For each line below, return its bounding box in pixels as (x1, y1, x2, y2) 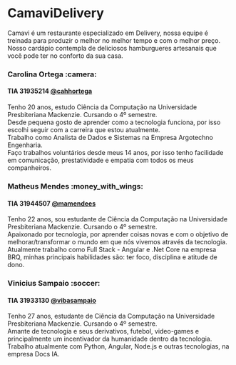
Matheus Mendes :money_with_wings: (7, 181, 144, 191)
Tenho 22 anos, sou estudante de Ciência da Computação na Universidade (7, 215, 228, 224)
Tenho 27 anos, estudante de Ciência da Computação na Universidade (7, 312, 215, 321)
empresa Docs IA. (7, 350, 60, 359)
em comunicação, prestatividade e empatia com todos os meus (7, 156, 194, 165)
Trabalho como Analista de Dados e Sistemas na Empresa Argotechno (7, 134, 214, 142)
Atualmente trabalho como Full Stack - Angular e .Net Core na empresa (7, 245, 217, 254)
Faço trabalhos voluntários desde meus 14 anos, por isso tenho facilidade (7, 149, 224, 157)
